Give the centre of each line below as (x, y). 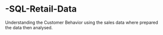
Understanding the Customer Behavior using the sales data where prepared (82, 22)
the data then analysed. (29, 27)
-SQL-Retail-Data (41, 9)
